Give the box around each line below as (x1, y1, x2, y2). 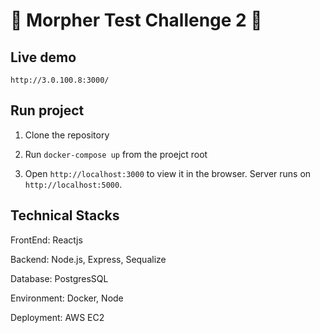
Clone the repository (24, 129, 110, 141)
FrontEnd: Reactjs (10, 234, 83, 246)
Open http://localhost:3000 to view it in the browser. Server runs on (24, 167, 312, 179)
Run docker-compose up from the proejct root (24, 148, 208, 160)
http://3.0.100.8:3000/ (10, 75, 110, 85)
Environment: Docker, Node (10, 292, 124, 304)
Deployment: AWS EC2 (10, 311, 105, 323)
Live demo (10, 49, 77, 66)
